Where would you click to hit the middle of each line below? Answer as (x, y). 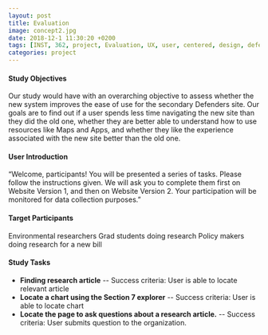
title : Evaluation (39, 23)
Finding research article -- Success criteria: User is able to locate (128, 280)
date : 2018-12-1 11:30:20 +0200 (62, 38)
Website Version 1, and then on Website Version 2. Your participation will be (132, 191)
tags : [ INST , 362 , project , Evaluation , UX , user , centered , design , (126, 45)
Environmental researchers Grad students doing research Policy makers (126, 235)
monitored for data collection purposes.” (75, 199)
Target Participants (41, 218)
